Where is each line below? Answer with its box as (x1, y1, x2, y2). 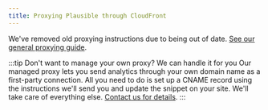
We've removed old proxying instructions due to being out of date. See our (8, 34, 255, 43)
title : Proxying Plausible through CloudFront (8, 11, 167, 20)
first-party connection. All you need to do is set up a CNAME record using (8, 75, 253, 84)
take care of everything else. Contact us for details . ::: (8, 92, 186, 101)
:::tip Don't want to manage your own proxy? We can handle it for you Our (8, 58, 252, 67)
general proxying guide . (8, 42, 87, 52)
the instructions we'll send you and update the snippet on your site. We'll (8, 84, 249, 93)
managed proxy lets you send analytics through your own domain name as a (8, 66, 261, 76)
